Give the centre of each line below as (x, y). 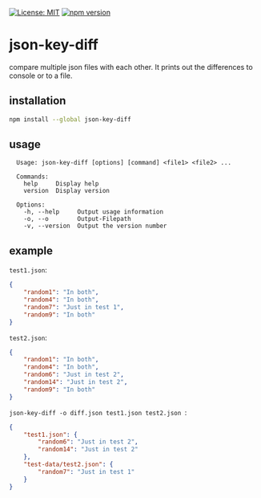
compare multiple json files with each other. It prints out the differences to (131, 67)
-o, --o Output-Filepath (77, 219)
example (31, 250)
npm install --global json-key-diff (70, 119)
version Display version (67, 191)
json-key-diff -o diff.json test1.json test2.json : (98, 412)
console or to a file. (41, 76)
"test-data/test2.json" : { (68, 464)
